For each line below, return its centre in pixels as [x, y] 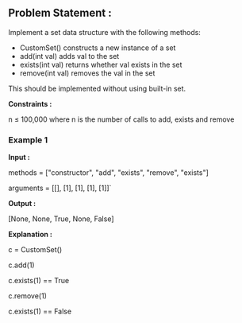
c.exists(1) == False [40, 311]
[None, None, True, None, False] [61, 219]
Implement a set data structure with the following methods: [104, 32]
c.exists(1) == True [39, 281]
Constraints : [30, 103]
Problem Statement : [60, 13]
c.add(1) [21, 265]
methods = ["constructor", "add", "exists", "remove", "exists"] [108, 173]
